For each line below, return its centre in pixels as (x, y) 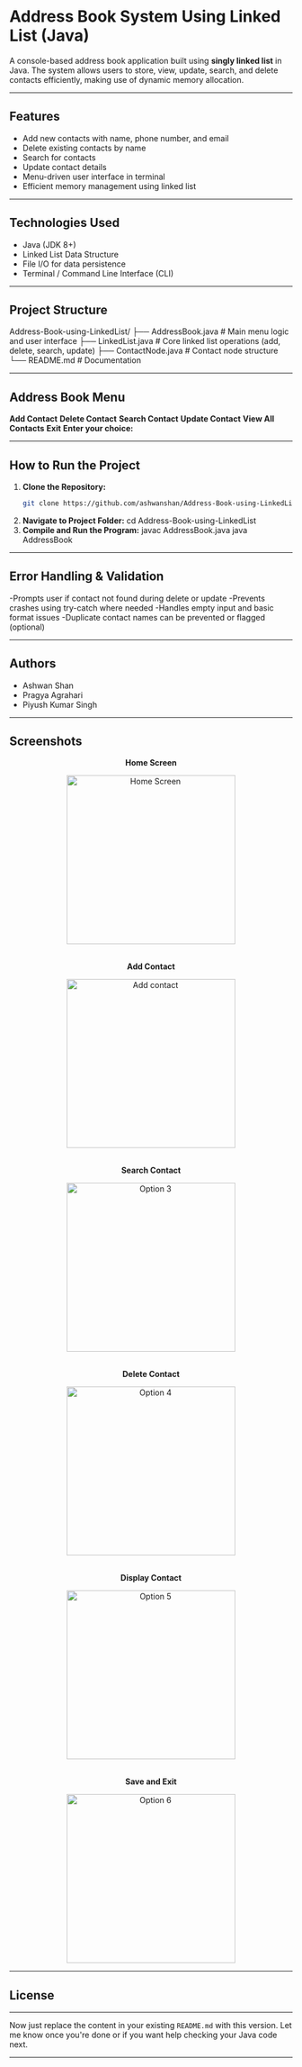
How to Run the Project (75, 465)
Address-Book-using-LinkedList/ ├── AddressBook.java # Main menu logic (149, 331)
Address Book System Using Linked (145, 17)
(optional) (27, 627)
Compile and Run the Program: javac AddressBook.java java (135, 530)
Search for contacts (59, 157)
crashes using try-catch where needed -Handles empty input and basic (142, 607)
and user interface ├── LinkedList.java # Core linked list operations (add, (145, 341)
